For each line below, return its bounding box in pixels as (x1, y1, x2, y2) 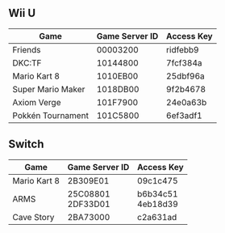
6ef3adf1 (166, 109, 203, 121)
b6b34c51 (136, 188, 179, 199)
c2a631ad (136, 211, 177, 222)
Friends (12, 44, 42, 55)
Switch (8, 138, 44, 151)
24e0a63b (166, 96, 207, 108)
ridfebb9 (166, 44, 199, 55)
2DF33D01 (67, 198, 110, 210)
